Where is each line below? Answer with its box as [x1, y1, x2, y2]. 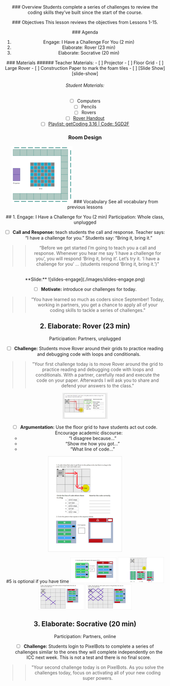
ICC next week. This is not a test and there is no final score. [26, 654, 151, 661]
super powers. [82, 675, 113, 681]
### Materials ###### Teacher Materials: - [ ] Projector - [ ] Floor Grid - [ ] [6, 60, 164, 66]
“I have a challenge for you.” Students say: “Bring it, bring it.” [25, 234, 153, 241]
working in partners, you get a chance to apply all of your [37, 302, 158, 308]
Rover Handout [73, 115, 105, 121]
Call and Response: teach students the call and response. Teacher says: [12, 229, 165, 235]
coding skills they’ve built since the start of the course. [27, 9, 143, 15]
